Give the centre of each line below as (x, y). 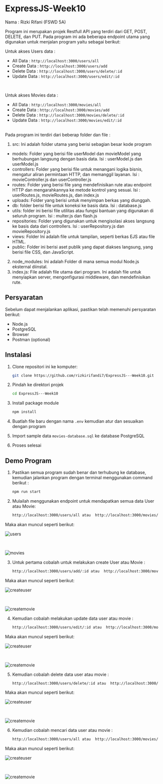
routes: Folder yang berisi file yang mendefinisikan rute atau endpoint (82, 185)
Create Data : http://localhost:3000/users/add (60, 66)
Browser (20, 334)
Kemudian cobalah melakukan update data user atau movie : (73, 618)
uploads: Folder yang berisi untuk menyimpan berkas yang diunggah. (81, 200)
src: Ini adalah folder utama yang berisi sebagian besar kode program (82, 144)
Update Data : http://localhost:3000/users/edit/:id (66, 76)
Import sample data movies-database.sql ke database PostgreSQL (78, 436)
